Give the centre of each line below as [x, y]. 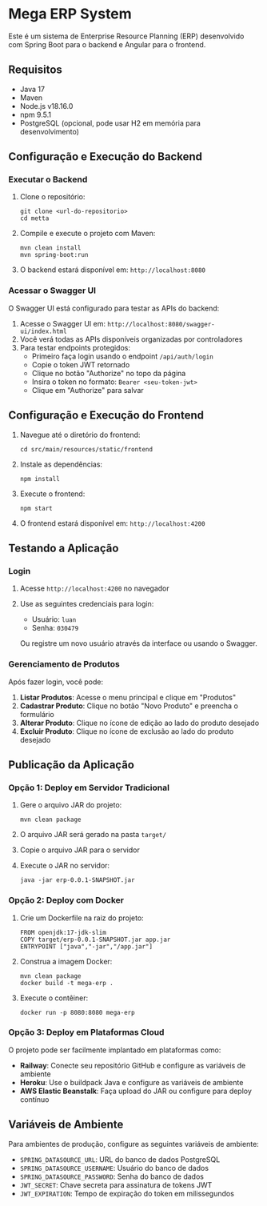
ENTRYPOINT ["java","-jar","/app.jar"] [86, 946]
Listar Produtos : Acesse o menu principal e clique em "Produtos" [128, 697]
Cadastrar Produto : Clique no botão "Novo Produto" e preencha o [129, 706]
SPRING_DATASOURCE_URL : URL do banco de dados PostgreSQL [120, 1159]
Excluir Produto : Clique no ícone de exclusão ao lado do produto [127, 731]
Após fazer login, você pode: [56, 682]
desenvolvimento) [50, 131]
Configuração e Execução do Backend [105, 157]
